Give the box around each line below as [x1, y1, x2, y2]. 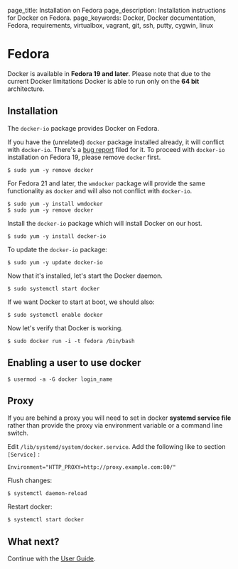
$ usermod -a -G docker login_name [7, 376, 113, 383]
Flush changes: [7, 476, 53, 485]
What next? [7, 536, 60, 548]
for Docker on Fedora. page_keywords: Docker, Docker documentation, [7, 13, 216, 22]
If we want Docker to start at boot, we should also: [7, 298, 155, 306]
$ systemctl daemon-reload [7, 490, 87, 497]
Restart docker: [7, 502, 53, 511]
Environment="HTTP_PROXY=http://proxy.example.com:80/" [7, 464, 176, 471]
